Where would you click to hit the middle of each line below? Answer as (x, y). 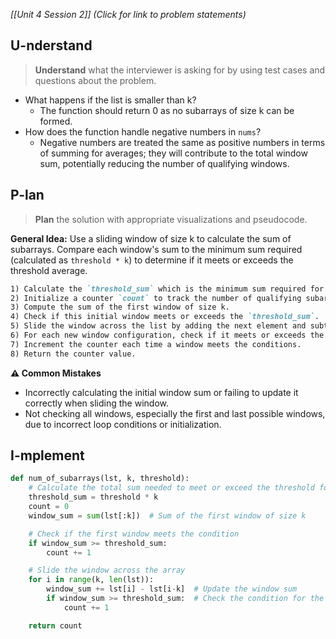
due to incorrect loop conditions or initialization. (123, 424)
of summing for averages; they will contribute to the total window (173, 153)
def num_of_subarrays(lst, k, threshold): (100, 479)
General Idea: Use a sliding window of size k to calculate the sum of (151, 238)
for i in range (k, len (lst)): (91, 580)
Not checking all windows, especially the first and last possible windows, (175, 413)
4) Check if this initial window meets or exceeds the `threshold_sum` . (165, 317)
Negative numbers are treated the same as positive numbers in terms (182, 142)
